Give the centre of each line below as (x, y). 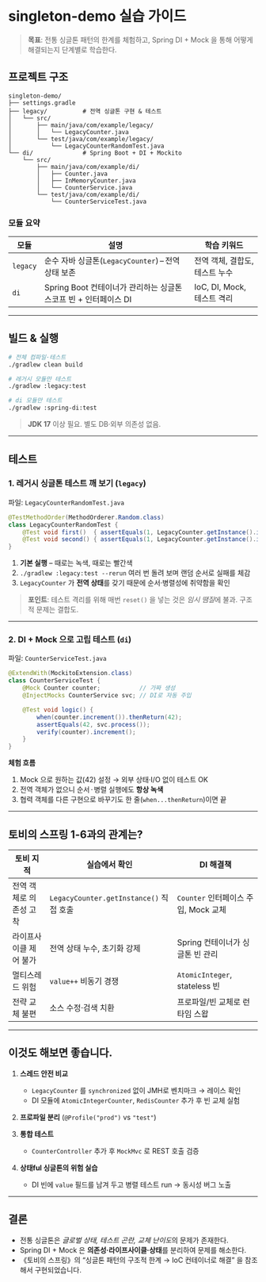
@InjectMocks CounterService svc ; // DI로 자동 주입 (107, 696)
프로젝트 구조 (38, 77)
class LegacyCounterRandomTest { (63, 524)
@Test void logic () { (58, 710)
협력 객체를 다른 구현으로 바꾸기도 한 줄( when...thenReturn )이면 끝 (123, 800)
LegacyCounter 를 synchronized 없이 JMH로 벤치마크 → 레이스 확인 (136, 1090)
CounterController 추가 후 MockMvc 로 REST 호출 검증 (115, 1150)
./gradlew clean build (46, 365)
